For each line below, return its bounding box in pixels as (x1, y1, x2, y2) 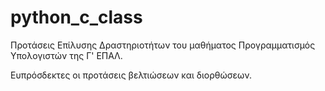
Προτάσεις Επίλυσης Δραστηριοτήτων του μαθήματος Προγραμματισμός (10, 39, 316, 51)
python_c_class (10, 6, 143, 29)
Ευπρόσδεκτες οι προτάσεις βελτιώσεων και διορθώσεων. (10, 69, 252, 81)
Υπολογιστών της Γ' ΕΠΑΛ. (10, 49, 123, 61)
